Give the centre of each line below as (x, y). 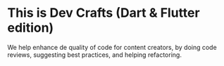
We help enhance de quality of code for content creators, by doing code (112, 47)
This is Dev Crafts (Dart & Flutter (104, 13)
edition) (31, 28)
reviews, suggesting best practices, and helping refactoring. (94, 55)
